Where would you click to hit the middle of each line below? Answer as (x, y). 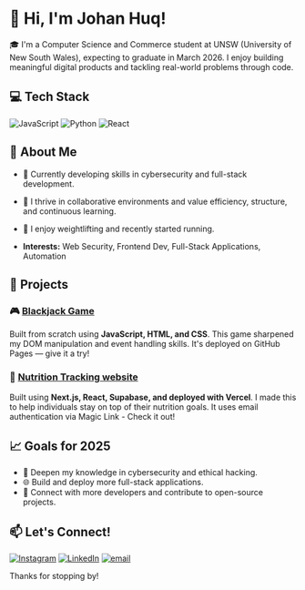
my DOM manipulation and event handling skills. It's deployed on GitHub (145, 344)
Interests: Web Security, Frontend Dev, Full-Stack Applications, (142, 246)
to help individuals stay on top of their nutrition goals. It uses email (134, 407)
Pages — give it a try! (50, 353)
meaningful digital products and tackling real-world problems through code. (152, 66)
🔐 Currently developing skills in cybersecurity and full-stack (135, 174)
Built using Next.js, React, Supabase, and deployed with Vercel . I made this (153, 397)
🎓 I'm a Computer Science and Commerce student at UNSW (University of (151, 44)
